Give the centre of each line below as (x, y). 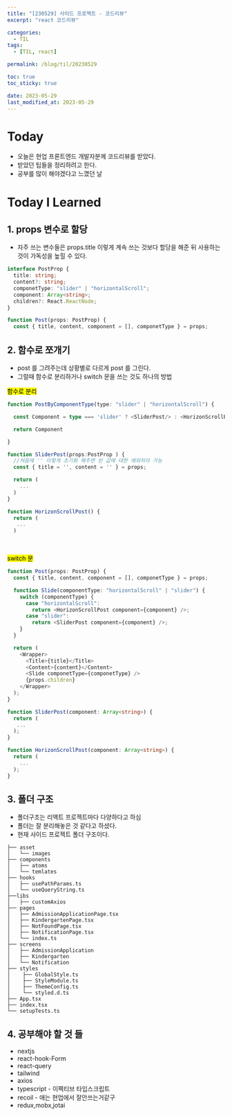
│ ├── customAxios (37, 902)
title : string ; (35, 276)
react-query (34, 1066)
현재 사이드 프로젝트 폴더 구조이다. (63, 834)
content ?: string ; (40, 282)
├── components (29, 860)
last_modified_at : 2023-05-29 (51, 102)
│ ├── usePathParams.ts (44, 884)
